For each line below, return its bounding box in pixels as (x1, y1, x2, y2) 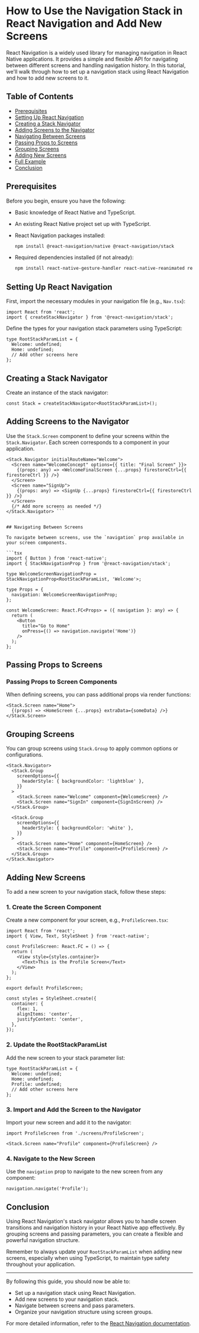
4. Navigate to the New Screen (6, 1154, 96, 1162)
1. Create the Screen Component (6, 903, 102, 911)
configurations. (6, 751, 43, 758)
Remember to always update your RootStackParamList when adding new (6, 1248, 182, 1255)
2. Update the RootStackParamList (6, 1041, 108, 1049)
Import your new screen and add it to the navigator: (6, 1118, 132, 1126)
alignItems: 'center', (17, 1011, 73, 1017)
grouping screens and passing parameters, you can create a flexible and (6, 1230, 184, 1237)
